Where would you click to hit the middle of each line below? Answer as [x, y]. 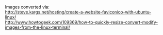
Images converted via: [27, 7]
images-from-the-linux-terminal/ [38, 27]
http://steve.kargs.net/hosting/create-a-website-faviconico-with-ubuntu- [78, 12]
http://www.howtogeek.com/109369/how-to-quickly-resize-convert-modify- [81, 22]
